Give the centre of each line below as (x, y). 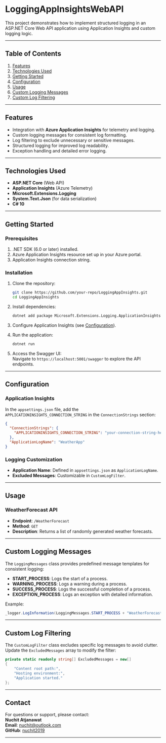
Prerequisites (21, 238)
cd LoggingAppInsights (36, 297)
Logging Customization (34, 459)
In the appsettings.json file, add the (42, 409)
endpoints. (23, 364)
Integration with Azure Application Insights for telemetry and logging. (84, 130)
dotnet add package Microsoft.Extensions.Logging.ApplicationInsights (86, 316)
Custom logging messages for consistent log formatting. (70, 135)
